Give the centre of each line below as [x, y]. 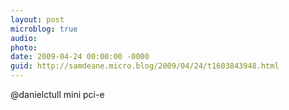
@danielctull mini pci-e [57, 94]
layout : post [37, 19]
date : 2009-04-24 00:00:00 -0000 [80, 57]
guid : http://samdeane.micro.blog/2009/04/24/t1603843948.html [145, 66]
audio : [24, 38]
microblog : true [44, 29]
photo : [24, 47]
